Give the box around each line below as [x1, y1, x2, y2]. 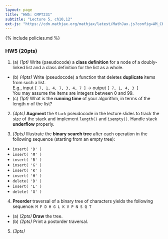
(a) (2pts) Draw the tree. [12, 213, 63, 219]
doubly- [141, 59, 157, 65]
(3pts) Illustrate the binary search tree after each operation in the [12, 131, 147, 137]
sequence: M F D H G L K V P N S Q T [12, 203, 91, 209]
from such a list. [12, 79, 46, 85]
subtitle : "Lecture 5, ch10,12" [5, 17, 72, 22]
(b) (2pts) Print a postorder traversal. [12, 218, 88, 224]
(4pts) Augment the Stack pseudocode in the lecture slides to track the [12, 110, 159, 116]
